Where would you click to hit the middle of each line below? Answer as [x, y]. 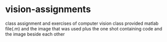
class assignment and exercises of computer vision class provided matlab [82, 23]
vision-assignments [48, 9]
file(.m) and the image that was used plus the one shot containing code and [84, 28]
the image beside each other [35, 34]
